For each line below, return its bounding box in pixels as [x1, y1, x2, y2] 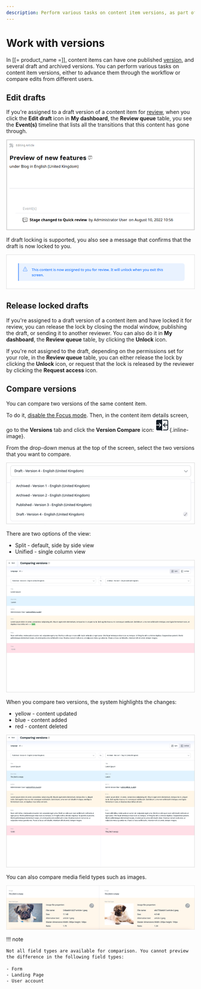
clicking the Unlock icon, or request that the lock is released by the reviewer [6, 360, 194, 367]
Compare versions [6, 384, 77, 394]
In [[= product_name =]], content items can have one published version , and [6, 56, 194, 63]
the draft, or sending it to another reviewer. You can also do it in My [6, 329, 172, 336]
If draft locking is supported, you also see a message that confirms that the [6, 236, 191, 243]
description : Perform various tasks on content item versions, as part [6, 10, 188, 16]
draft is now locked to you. [6, 242, 72, 249]
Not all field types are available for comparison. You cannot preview [6, 948, 188, 954]
